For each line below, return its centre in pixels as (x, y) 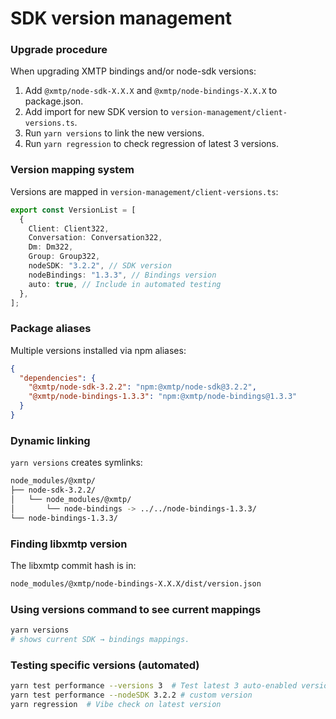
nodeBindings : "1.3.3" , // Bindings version (122, 275)
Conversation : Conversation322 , (95, 238)
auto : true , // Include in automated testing (125, 284)
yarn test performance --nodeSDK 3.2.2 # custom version (131, 695)
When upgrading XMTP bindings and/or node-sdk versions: (133, 71)
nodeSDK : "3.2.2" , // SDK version (100, 266)
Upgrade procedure (59, 50)
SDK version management (121, 18)
